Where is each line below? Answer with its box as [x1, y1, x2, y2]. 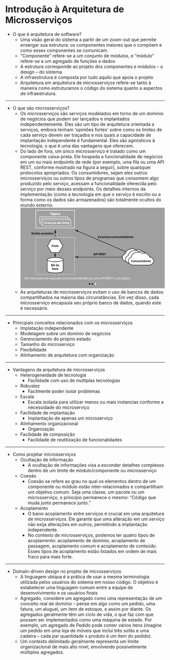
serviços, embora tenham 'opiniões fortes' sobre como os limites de [20, 126, 162, 132]
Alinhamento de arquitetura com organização [20, 352, 115, 358]
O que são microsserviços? [12, 105, 70, 111]
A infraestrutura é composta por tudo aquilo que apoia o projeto [20, 74, 153, 80]
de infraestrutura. [20, 90, 57, 96]
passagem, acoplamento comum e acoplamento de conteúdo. [27, 543, 157, 549]
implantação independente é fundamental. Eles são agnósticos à [20, 137, 155, 143]
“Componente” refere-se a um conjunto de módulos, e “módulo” [20, 52, 154, 59]
